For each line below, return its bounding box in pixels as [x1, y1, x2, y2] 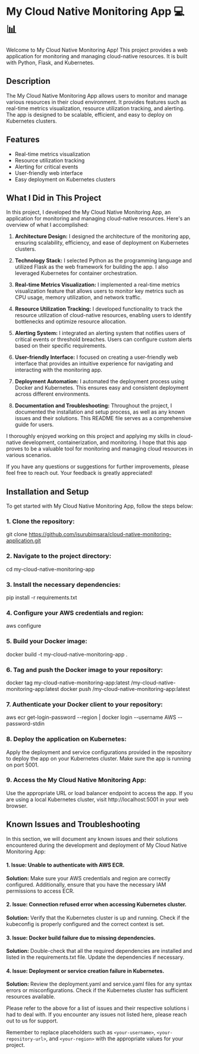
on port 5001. [6, 761, 39, 768]
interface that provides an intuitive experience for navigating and [14, 360, 173, 367]
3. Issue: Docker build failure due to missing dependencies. [6, 934, 156, 941]
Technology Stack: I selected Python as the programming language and [14, 257, 192, 264]
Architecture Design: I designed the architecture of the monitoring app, [14, 233, 191, 240]
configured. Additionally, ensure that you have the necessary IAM [6, 881, 166, 888]
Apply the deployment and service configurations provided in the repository [6, 748, 192, 756]
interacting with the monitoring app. [14, 367, 103, 374]
